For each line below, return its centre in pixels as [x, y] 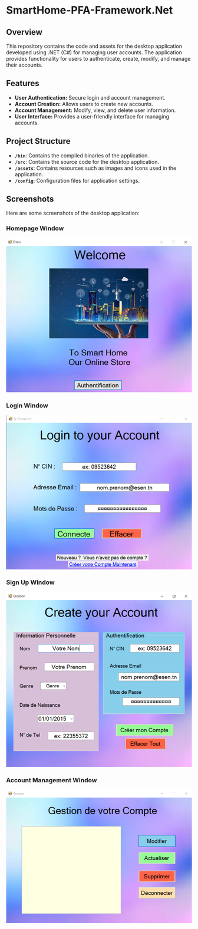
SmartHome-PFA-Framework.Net [90, 10]
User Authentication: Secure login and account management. [90, 97]
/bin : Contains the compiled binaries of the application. [82, 155]
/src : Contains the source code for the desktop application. [87, 162]
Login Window [27, 406]
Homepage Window [35, 229]
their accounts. [24, 65]
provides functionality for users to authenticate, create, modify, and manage [98, 59]
